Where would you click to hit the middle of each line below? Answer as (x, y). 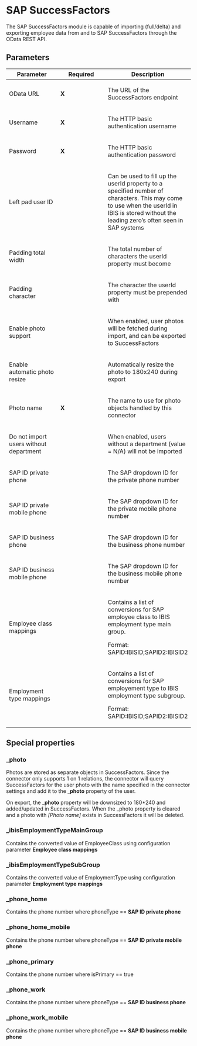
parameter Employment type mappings (54, 884)
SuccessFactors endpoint (143, 97)
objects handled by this (140, 408)
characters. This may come (145, 198)
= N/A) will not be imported (145, 451)
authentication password (142, 155)
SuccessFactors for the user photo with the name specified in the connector (98, 785)
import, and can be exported (147, 336)
